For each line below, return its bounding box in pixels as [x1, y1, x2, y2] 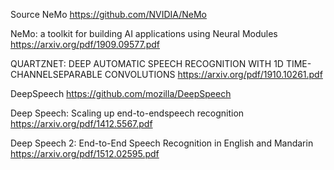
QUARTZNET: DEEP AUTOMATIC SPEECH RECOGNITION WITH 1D [10, 58, 284, 69]
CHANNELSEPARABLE [10, 69, 103, 80]
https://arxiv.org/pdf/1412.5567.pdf [10, 118, 153, 129]
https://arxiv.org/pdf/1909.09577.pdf [10, 39, 160, 50]
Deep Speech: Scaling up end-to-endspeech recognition [10, 107, 245, 119]
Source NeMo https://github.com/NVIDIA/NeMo [10, 9, 207, 20]
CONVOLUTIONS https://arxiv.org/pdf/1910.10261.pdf [104, 69, 323, 80]
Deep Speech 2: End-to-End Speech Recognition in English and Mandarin [10, 137, 314, 149]
